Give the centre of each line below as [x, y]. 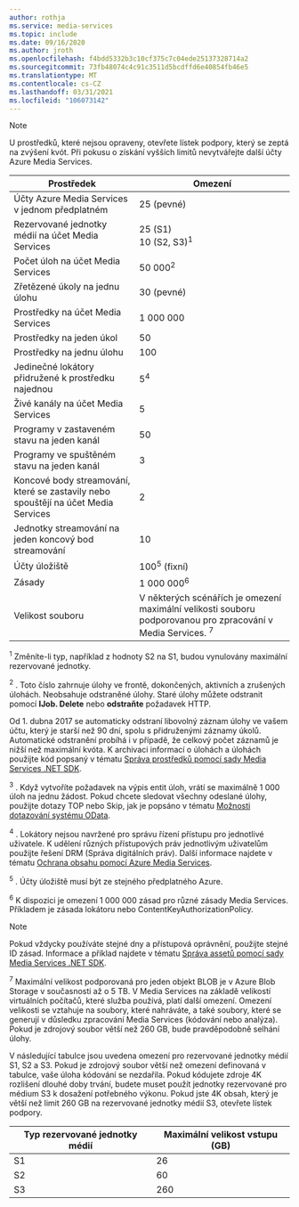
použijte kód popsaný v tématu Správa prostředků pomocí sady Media [138, 759]
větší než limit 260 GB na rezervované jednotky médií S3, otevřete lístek [141, 1103]
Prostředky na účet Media [68, 313]
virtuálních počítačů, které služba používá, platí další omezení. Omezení [141, 1000]
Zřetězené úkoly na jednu [67, 287]
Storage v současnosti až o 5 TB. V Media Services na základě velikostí [140, 991]
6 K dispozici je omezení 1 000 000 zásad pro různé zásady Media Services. [149, 899]
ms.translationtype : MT [53, 76]
